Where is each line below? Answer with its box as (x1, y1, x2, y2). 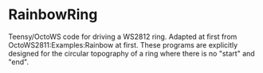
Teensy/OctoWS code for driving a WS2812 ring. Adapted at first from (8, 32, 237, 41)
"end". (8, 57, 29, 67)
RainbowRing (8, 6, 98, 24)
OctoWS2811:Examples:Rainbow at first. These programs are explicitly (8, 40, 238, 49)
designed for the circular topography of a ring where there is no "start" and (8, 48, 255, 58)
